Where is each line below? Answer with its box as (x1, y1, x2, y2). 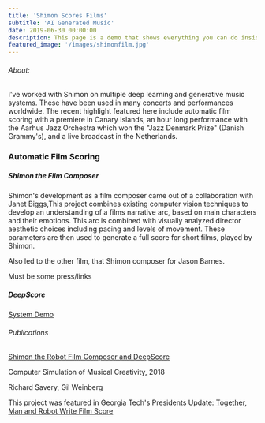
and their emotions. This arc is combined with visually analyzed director (8, 216, 242, 226)
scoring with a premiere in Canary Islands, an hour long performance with (8, 115, 248, 125)
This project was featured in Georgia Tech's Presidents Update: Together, (8, 398, 247, 407)
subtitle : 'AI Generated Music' (8, 19, 114, 27)
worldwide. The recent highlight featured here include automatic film (8, 107, 231, 116)
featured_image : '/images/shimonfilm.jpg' (8, 41, 150, 49)
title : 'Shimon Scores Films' (8, 11, 108, 20)
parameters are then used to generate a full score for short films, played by (8, 233, 252, 242)
